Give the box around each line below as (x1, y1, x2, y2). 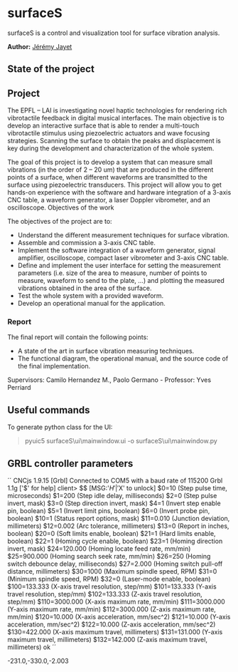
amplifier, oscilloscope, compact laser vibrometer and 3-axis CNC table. (17, 254, 229, 262)
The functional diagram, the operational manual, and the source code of (17, 354, 229, 363)
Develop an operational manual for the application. (17, 299, 166, 308)
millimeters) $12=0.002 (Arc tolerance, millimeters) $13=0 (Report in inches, (7, 522, 229, 530)
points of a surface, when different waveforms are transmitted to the (7, 173, 208, 182)
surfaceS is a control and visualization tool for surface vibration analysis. (7, 29, 220, 37)
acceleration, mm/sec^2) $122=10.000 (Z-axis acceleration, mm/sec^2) (7, 620, 216, 629)
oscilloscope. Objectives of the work (7, 203, 114, 212)
